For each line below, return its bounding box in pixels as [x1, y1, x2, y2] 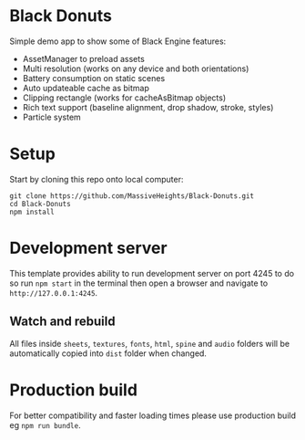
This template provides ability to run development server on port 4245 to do [9, 267, 294, 278]
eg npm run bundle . [9, 419, 81, 430]
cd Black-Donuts [9, 199, 71, 208]
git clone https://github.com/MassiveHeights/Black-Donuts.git [9, 191, 255, 201]
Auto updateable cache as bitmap [22, 82, 150, 93]
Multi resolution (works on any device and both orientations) [22, 63, 249, 74]
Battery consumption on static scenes [22, 72, 166, 83]
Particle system [22, 111, 82, 122]
